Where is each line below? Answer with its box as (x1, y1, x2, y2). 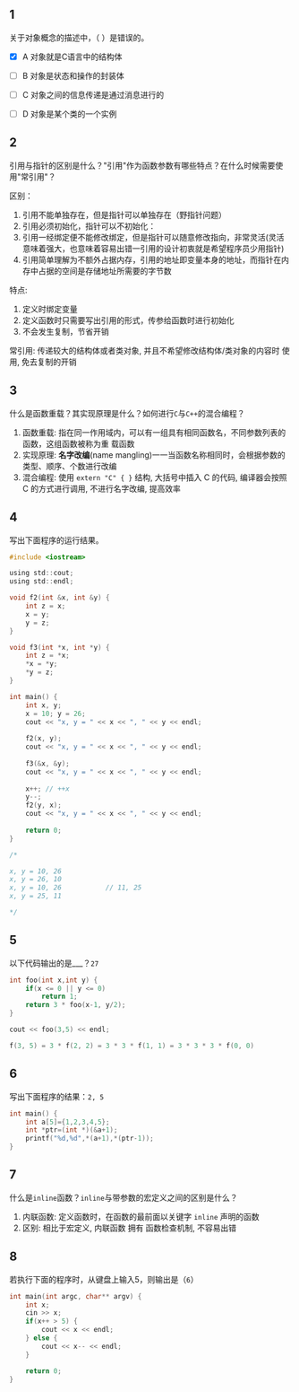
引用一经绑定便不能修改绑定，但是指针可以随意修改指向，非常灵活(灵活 (21, 232, 285, 242)
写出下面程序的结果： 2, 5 (9, 1090, 105, 1102)
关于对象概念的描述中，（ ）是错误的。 (9, 31, 149, 43)
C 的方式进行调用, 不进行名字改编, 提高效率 (21, 483, 181, 494)
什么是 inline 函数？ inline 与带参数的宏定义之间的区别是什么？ (9, 1192, 238, 1203)
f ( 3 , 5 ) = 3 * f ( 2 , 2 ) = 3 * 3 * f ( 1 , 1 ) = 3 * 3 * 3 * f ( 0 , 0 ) (9, 1041, 255, 1050)
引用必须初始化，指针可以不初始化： (21, 220, 157, 232)
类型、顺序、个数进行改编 (21, 460, 117, 471)
